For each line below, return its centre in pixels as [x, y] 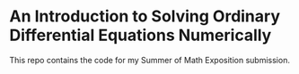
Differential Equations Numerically [141, 35]
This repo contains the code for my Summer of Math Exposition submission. [149, 60]
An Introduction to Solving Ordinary [145, 16]
